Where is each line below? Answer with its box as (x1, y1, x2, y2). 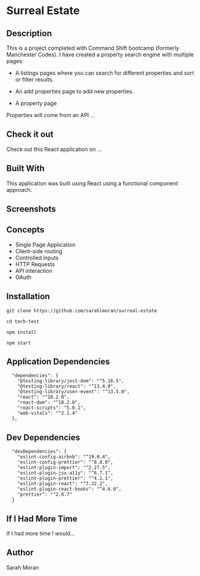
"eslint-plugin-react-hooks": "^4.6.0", (17, 486, 122, 493)
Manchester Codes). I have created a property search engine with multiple (6, 51, 194, 58)
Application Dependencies (6, 356, 110, 367)
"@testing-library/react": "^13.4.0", (17, 383, 116, 390)
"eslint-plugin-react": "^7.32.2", (17, 481, 108, 487)
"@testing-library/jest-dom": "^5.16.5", (17, 378, 124, 384)
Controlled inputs (15, 254, 59, 261)
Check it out (6, 129, 54, 140)
